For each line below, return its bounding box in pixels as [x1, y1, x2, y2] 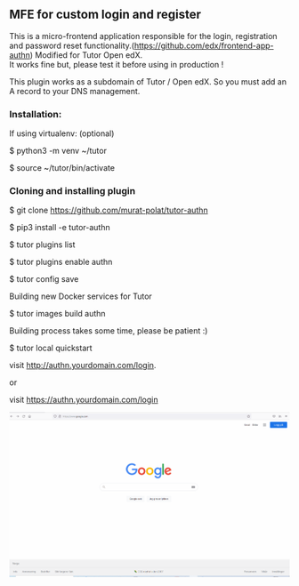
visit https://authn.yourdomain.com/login [9, 395, 158, 405]
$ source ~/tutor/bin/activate [9, 163, 116, 173]
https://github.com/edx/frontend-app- [133, 40, 274, 51]
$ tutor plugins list [9, 239, 76, 250]
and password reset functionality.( [9, 40, 135, 51]
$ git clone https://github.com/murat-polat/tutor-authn [9, 205, 208, 216]
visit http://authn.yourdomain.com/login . [9, 360, 157, 371]
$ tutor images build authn [9, 309, 106, 319]
